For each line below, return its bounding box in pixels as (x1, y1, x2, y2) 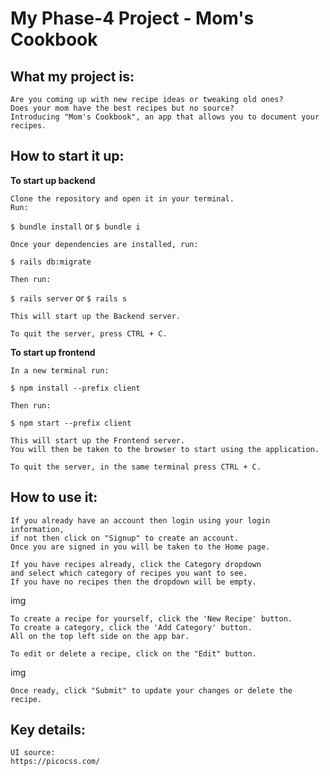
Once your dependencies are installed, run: (10, 239, 199, 249)
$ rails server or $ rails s (10, 292, 128, 304)
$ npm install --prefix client (10, 383, 141, 393)
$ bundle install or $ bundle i (10, 220, 141, 232)
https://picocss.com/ (10, 757, 101, 767)
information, (10, 524, 65, 534)
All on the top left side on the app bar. (10, 631, 190, 641)
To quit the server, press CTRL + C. (10, 328, 168, 339)
